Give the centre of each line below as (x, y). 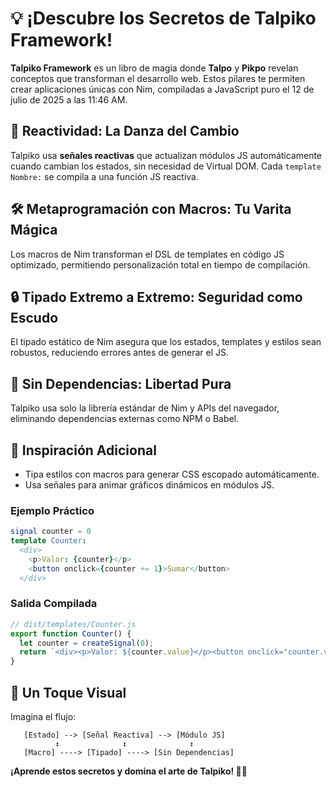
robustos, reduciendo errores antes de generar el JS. (120, 353)
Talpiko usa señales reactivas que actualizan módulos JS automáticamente (166, 155)
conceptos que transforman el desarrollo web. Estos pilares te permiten (158, 78)
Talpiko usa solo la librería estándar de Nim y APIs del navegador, (145, 408)
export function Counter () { (71, 633)
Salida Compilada (54, 604)
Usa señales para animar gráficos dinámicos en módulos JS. (149, 485)
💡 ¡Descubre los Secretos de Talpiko (163, 18)
